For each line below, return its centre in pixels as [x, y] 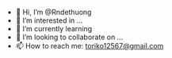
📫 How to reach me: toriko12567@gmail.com [90, 46]
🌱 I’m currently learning [54, 29]
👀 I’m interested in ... [49, 20]
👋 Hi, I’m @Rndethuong [54, 12]
